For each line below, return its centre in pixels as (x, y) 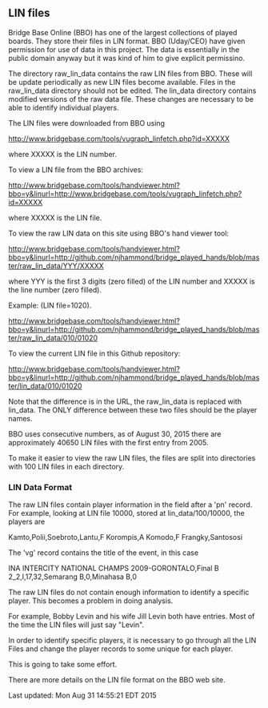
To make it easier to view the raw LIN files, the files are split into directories (132, 458)
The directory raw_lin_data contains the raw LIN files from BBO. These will (130, 73)
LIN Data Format (40, 487)
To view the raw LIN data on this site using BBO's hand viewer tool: (119, 233)
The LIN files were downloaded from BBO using (87, 123)
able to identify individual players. (64, 107)
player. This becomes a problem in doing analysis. (91, 601)
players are (27, 522)
